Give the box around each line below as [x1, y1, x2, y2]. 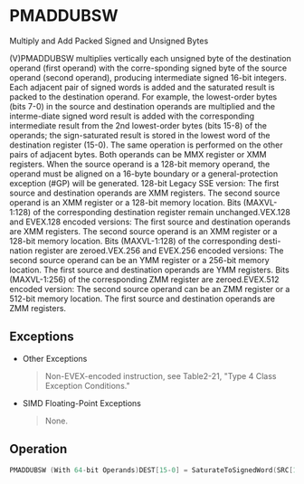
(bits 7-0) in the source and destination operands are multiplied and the [9, 100, 276, 111]
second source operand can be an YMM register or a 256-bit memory [9, 254, 270, 265]
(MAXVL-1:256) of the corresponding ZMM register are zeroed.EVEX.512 [9, 273, 280, 285]
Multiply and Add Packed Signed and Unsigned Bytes [9, 35, 209, 46]
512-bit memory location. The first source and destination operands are [9, 293, 276, 304]
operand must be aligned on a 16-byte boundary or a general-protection [9, 168, 279, 179]
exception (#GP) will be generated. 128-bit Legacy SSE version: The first [9, 177, 280, 188]
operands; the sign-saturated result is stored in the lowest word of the [9, 129, 271, 140]
